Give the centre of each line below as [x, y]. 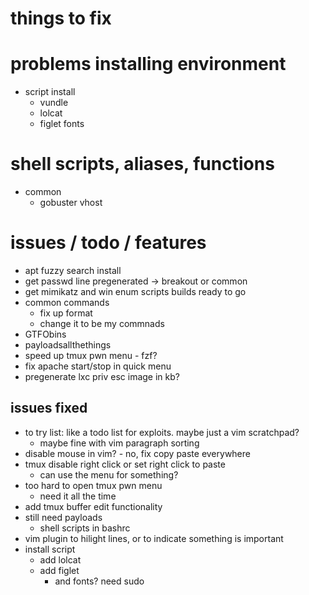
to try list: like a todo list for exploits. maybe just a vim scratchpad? [162, 432]
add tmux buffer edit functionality [93, 506]
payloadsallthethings [68, 345]
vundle [54, 103]
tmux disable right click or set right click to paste [125, 464]
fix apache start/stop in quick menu [98, 366]
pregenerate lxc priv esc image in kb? [102, 376]
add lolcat [60, 559]
